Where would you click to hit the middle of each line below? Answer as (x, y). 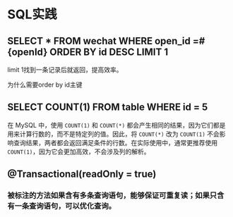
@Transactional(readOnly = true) (82, 174)
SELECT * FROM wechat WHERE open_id (99, 41)
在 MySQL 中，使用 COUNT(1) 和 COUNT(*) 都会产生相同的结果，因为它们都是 (116, 125)
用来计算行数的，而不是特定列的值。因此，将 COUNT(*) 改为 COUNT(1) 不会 (114, 134)
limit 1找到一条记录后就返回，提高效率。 (65, 70)
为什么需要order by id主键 (45, 85)
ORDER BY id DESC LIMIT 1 (108, 52)
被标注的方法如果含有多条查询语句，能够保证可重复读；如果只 (112, 196)
